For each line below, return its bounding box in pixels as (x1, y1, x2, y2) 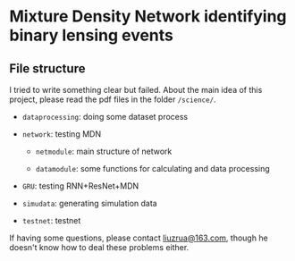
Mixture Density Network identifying (9, 6, 288, 27)
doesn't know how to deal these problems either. (9, 242, 190, 252)
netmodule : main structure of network (35, 146, 173, 156)
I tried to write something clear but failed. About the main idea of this (9, 85, 263, 95)
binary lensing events (9, 25, 174, 46)
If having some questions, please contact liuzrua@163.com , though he (9, 232, 268, 243)
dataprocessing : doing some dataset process (21, 112, 189, 122)
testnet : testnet (21, 215, 81, 225)
